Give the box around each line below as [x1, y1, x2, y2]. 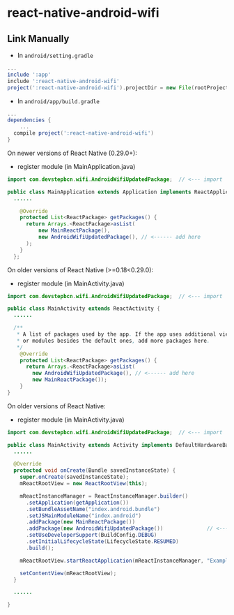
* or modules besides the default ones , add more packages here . [16, 337, 210, 344]
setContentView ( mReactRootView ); [19, 570, 117, 577]
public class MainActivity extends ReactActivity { [7, 305, 160, 312]
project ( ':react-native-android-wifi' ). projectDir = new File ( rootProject [7, 84, 229, 91]
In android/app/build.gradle [17, 96, 100, 105]
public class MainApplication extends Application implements [7, 188, 192, 195]
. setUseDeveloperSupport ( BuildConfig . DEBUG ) [25, 532, 157, 539]
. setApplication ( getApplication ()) [25, 499, 130, 506]
